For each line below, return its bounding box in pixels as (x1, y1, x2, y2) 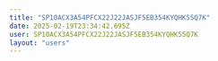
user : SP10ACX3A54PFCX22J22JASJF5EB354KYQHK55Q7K (9, 30, 199, 39)
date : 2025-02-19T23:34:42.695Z (9, 22, 130, 30)
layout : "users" (9, 38, 70, 48)
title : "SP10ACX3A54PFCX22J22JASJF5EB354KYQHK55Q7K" (9, 13, 211, 22)
